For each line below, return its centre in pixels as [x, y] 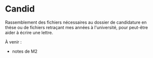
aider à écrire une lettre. [29, 32]
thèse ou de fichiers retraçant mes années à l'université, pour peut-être [76, 27]
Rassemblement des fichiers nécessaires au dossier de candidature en [76, 22]
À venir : [13, 42]
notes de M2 [25, 51]
